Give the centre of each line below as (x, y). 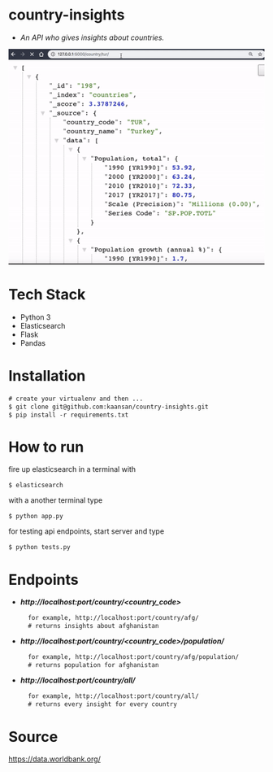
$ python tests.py (39, 547)
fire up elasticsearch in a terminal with (72, 469)
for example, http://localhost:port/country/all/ (113, 696)
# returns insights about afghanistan (93, 626)
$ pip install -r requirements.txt (69, 415)
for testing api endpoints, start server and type (87, 531)
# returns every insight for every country (102, 704)
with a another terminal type (56, 500)
